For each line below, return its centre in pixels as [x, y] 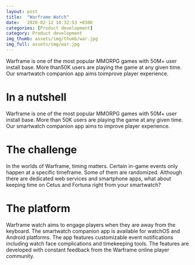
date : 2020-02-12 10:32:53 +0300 [49, 22]
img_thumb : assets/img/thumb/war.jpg [52, 39]
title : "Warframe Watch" [37, 17]
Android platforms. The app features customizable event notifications [90, 237]
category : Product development [44, 33]
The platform [38, 208]
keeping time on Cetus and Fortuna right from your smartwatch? [83, 185]
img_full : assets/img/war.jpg [43, 45]
